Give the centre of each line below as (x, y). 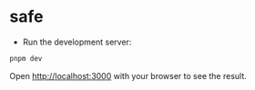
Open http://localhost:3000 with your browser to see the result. (128, 75)
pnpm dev (26, 58)
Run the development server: (77, 42)
